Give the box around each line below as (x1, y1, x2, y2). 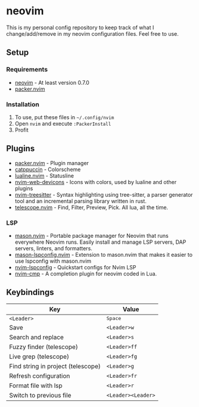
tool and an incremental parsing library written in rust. (14, 197, 147, 204)
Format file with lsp (9, 381, 63, 390)
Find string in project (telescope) (9, 362, 101, 370)
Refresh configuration (9, 371, 70, 380)
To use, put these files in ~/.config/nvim (14, 113, 114, 120)
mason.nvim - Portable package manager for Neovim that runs (14, 232, 169, 240)
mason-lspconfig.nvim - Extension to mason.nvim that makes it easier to (14, 251, 192, 259)
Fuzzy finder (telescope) (9, 343, 79, 351)
